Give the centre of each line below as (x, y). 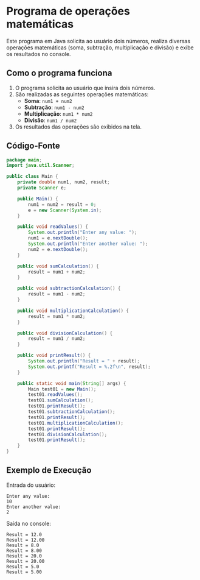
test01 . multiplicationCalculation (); (76, 423)
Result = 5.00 (24, 572)
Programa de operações (68, 11)
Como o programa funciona (59, 73)
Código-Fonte (33, 146)
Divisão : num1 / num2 (50, 120)
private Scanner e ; (42, 188)
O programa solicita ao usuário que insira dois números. (85, 88)
